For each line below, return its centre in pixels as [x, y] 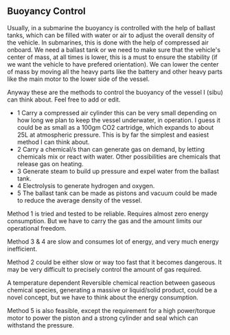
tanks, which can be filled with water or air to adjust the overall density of [111, 35]
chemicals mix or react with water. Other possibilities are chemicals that [119, 157]
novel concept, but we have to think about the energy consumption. [103, 297]
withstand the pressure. [41, 325]
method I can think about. [53, 142]
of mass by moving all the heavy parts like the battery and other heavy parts [115, 71]
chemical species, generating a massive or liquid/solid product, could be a [112, 290]
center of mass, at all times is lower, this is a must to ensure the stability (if [112, 57]
